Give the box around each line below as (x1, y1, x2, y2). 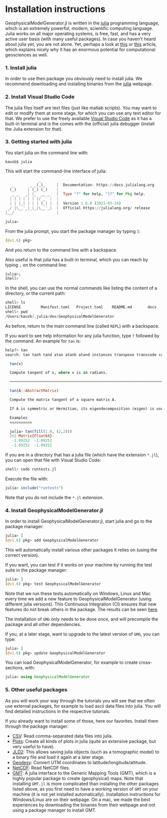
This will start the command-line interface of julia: (5, 168, 107, 174)
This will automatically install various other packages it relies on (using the (5, 547, 158, 553)
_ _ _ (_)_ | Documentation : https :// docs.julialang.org (11, 182, 155, 188)
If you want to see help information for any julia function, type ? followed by (5, 333, 160, 339)
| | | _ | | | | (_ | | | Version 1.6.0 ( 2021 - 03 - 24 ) (9, 201, 121, 206)
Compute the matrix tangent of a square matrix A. (9, 398, 117, 403)
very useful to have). (12, 743, 55, 749)
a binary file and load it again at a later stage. (12, 754, 105, 760)
